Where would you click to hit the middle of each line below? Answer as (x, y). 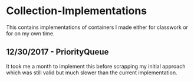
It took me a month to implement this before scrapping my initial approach (96, 66)
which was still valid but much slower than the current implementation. (92, 73)
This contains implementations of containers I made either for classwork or (97, 27)
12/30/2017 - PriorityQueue (57, 52)
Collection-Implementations (77, 11)
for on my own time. (30, 33)
